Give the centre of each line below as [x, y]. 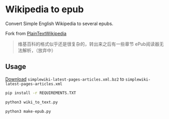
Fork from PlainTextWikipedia [36, 33]
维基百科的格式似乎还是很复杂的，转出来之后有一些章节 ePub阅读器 [88, 44]
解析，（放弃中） [39, 50]
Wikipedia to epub [45, 9]
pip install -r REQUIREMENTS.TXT [41, 93]
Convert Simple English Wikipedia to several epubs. [59, 23]
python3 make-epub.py [28, 111]
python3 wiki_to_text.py [32, 102]
